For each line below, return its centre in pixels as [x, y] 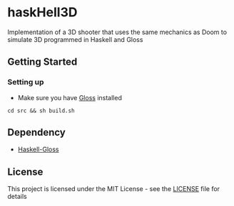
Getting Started [42, 62]
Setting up [26, 82]
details [17, 197]
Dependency [36, 132]
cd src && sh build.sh [41, 111]
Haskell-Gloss [38, 149]
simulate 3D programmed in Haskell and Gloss [75, 39]
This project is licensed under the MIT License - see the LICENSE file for [113, 189]
